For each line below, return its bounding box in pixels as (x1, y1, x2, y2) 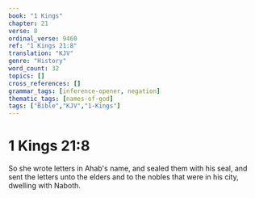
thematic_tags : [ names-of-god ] (8, 95, 114, 103)
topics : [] (8, 72, 45, 80)
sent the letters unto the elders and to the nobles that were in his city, (8, 172, 240, 182)
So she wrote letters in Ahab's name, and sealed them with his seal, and (8, 163, 248, 174)
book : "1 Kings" (8, 11, 63, 20)
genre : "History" (8, 57, 67, 65)
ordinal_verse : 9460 (8, 34, 78, 43)
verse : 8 (8, 27, 38, 35)
